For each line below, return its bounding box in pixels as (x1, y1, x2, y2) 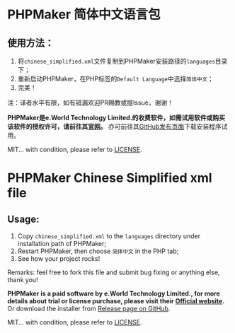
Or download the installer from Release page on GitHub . (7, 305, 171, 312)
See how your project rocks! (17, 255, 101, 262)
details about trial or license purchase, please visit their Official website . (7, 297, 225, 305)
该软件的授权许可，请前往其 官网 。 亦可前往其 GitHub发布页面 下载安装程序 (7, 122, 222, 131)
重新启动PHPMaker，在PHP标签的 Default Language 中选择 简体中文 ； (17, 75, 214, 83)
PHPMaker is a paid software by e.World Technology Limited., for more (7, 289, 221, 298)
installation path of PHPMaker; (17, 240, 107, 247)
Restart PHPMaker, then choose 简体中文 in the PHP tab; (17, 247, 179, 255)
